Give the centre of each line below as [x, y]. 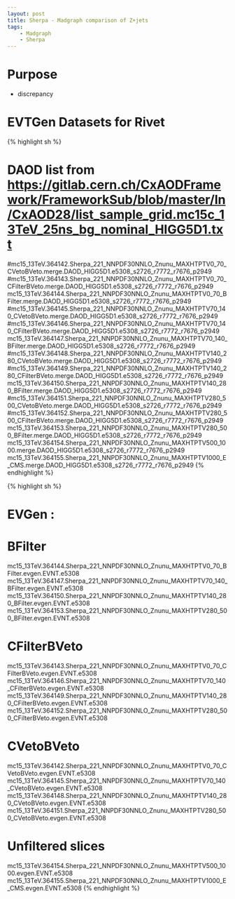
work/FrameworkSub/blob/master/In [116, 200]
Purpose [33, 75]
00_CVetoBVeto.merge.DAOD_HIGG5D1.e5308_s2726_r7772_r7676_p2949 [115, 405]
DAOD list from [51, 170]
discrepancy [35, 94]
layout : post [26, 14]
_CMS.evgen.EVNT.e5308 [45, 888]
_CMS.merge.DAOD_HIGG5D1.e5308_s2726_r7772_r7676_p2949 [101, 465]
